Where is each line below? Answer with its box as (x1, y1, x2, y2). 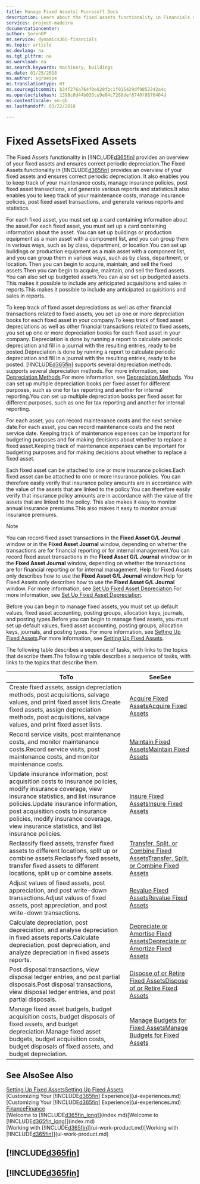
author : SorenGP (6, 31, 46, 37)
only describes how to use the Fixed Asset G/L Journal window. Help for (6, 572, 183, 579)
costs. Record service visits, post (9, 745, 100, 753)
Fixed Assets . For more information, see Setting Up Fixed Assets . (6, 634, 164, 642)
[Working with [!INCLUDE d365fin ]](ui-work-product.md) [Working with (6, 1124, 179, 1131)
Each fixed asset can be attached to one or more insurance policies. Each (6, 467, 186, 474)
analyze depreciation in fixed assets (9, 948, 110, 956)
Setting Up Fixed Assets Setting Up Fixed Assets (6, 1086, 124, 1093)
